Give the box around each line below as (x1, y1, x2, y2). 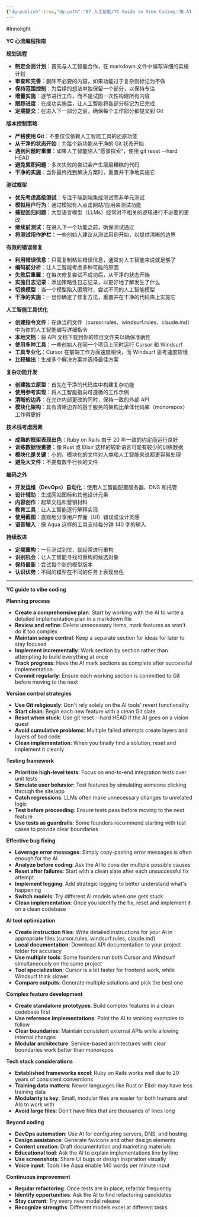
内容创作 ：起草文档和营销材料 (14, 498, 88, 505)
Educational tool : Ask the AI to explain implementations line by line (14, 1149, 178, 1156)
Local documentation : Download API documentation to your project (14, 941, 181, 948)
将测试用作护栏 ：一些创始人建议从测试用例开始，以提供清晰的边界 (14, 231, 176, 238)
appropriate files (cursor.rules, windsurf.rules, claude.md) (14, 935, 156, 942)
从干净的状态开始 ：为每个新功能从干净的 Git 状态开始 (14, 140, 145, 147)
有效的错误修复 (6, 243, 43, 250)
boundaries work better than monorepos (14, 1046, 114, 1053)
